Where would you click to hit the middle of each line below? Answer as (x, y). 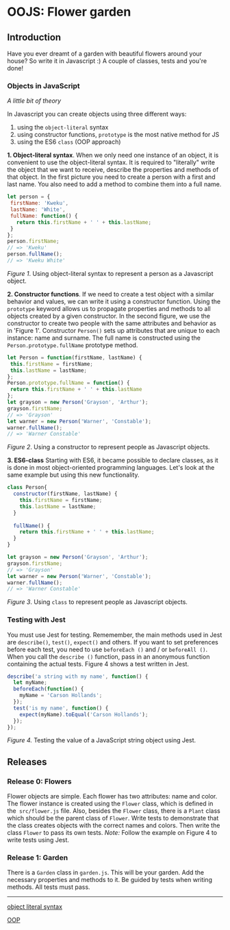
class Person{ (27, 488)
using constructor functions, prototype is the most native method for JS (118, 135)
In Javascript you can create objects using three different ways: (97, 114)
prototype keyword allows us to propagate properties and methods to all (109, 308)
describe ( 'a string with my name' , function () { (78, 676)
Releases (27, 762)
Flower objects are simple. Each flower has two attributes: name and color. (112, 796)
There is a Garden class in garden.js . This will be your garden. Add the (105, 872)
